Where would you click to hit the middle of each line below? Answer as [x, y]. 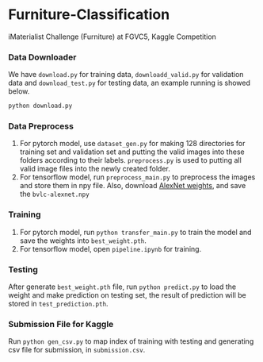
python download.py [40, 106]
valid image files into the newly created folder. [95, 169]
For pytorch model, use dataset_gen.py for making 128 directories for [132, 144]
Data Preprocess [41, 126]
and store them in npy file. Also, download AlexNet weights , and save [133, 186]
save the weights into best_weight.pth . [83, 241]
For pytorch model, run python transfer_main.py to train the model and [135, 232]
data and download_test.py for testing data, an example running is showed [130, 83]
